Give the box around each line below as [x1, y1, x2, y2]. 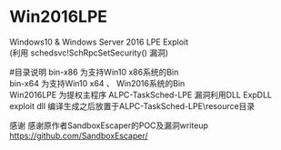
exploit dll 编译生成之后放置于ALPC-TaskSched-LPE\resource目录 [9, 100, 256, 111]
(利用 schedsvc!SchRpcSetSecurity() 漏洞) [9, 47, 169, 58]
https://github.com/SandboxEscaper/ [9, 130, 148, 141]
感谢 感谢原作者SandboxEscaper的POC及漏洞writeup [9, 120, 209, 131]
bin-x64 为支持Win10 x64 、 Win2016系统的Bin [9, 77, 186, 88]
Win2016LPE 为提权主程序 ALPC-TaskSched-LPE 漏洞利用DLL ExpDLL [9, 89, 273, 100]
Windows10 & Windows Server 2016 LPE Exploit [9, 36, 189, 47]
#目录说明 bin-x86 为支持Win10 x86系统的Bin [9, 66, 179, 77]
